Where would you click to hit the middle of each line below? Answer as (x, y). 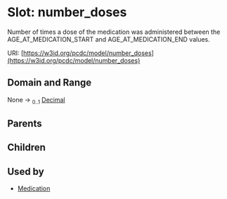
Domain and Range (50, 83)
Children (26, 148)
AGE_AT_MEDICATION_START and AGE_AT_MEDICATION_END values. (109, 39)
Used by (26, 171)
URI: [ (15, 53)
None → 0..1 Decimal (36, 101)
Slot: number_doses (67, 12)
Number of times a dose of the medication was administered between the (114, 32)
